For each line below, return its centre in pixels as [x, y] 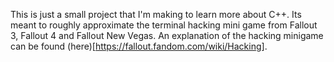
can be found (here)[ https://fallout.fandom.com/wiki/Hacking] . [139, 46]
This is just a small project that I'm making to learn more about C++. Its [156, 14]
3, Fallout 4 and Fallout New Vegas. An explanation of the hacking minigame [167, 35]
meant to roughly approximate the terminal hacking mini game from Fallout [164, 25]
